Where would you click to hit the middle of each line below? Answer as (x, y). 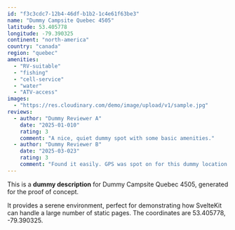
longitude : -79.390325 (40, 33)
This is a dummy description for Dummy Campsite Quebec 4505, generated (118, 184)
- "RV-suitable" (37, 66)
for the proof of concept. (43, 191)
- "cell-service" (39, 79)
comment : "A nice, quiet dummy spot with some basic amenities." (117, 138)
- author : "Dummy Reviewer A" (58, 118)
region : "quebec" (33, 53)
